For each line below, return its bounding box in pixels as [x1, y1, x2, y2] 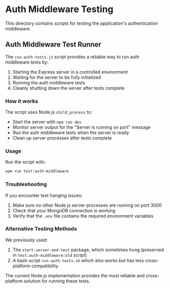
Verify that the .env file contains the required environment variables [12, 213, 154, 219]
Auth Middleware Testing [5, 4, 114, 15]
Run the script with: [5, 159, 46, 165]
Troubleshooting [5, 181, 47, 188]
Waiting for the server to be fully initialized [12, 74, 101, 80]
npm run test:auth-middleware [5, 169, 69, 174]
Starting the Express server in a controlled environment [12, 69, 128, 75]
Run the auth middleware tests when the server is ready [12, 130, 130, 136]
